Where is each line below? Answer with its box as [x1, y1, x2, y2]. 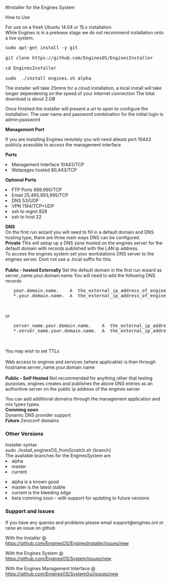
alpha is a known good [12, 479, 60, 485]
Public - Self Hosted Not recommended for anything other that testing [5, 375, 153, 381]
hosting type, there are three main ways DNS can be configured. [5, 235, 140, 240]
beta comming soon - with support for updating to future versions [12, 495, 150, 501]
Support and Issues [5, 508, 55, 515]
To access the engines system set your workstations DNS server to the [5, 251, 154, 257]
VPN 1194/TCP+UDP [12, 203, 54, 209]
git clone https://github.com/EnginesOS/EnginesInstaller [5, 55, 153, 61]
